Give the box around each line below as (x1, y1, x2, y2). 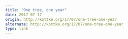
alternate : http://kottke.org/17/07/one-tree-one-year (5, 21, 124, 27)
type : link (5, 26, 28, 31)
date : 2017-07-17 (5, 12, 42, 17)
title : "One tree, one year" (5, 7, 67, 13)
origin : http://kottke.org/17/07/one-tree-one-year (5, 17, 117, 22)
